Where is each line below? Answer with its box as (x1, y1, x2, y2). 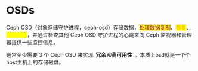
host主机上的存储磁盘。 (6, 59, 64, 66)
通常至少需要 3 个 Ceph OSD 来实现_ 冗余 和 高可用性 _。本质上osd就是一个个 (6, 51, 191, 58)
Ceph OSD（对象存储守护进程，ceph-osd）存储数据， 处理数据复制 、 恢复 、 (6, 24, 192, 31)
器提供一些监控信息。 (6, 38, 58, 46)
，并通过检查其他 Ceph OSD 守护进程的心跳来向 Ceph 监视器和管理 (27, 31, 192, 38)
